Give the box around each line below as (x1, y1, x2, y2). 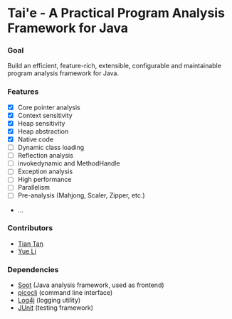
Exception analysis (17, 167, 73, 175)
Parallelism (17, 183, 51, 192)
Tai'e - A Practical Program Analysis (7, 5, 226, 21)
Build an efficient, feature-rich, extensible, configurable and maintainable (7, 62, 222, 70)
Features (7, 87, 39, 97)
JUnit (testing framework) (17, 303, 94, 312)
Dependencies (7, 264, 59, 274)
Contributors (7, 223, 53, 233)
